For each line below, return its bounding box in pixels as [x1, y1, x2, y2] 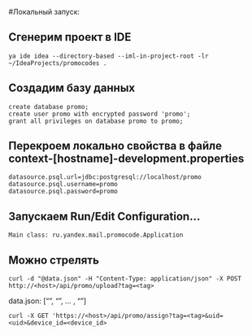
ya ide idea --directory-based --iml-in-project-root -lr [8, 52, 209, 60]
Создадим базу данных [8, 81, 136, 95]
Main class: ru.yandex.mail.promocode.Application [8, 231, 184, 239]
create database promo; [8, 102, 89, 111]
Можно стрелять [8, 253, 100, 267]
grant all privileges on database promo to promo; [8, 117, 184, 125]
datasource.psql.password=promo [8, 187, 118, 196]
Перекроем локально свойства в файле [8, 139, 222, 153]
